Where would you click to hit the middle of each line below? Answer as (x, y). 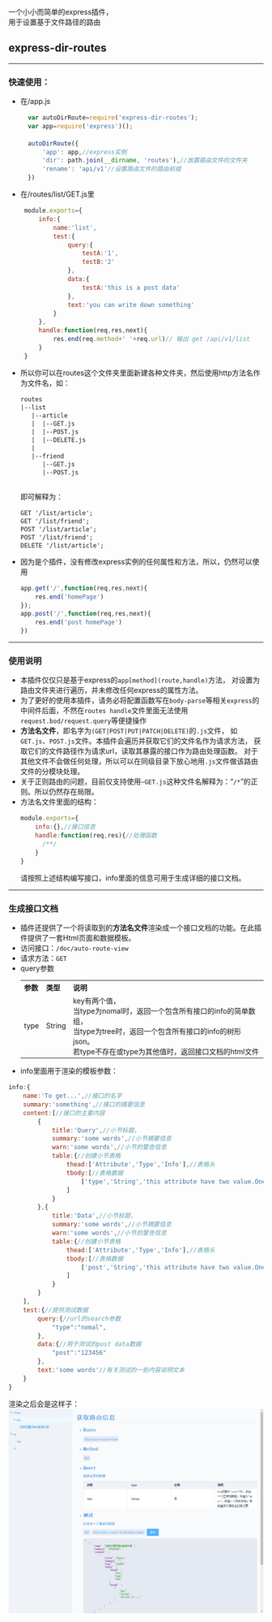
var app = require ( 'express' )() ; (81, 126)
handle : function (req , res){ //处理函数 (96, 836)
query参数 (37, 968)
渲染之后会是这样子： (44, 1404)
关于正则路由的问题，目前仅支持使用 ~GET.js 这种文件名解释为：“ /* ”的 (135, 781)
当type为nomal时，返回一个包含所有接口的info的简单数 (164, 1010)
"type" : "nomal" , (79, 1327)
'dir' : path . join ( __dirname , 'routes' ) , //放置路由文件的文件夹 (145, 161)
